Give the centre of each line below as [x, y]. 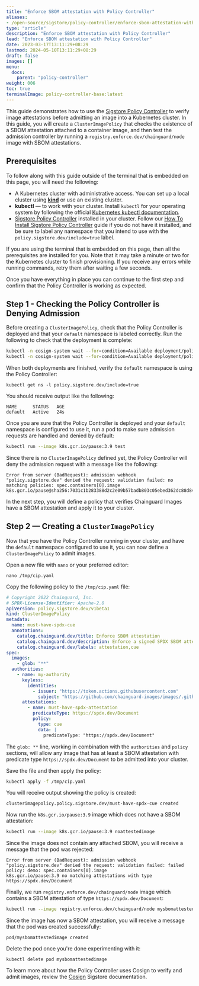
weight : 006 [21, 84]
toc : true [18, 89]
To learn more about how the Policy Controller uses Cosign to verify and [94, 971]
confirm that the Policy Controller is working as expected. [76, 286]
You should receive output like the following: [60, 396]
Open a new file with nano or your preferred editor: [68, 565]
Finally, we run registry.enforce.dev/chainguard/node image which [89, 892]
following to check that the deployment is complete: [69, 340]
